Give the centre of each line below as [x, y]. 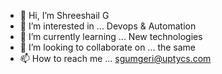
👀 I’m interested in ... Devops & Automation [108, 26]
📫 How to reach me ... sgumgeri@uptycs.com [115, 58]
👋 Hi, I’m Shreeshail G [64, 15]
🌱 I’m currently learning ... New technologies [111, 36]
